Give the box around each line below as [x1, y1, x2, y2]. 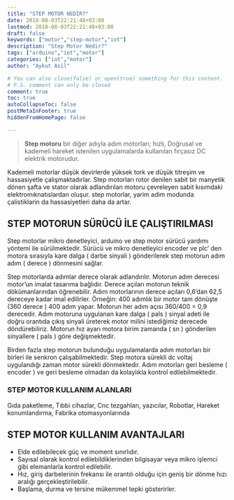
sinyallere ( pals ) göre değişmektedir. [7, 332, 116, 340]
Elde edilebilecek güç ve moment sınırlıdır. [17, 447, 139, 456]
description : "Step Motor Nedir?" [7, 43, 108, 50]
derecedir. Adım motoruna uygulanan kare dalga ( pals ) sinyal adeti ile [7, 310, 210, 318]
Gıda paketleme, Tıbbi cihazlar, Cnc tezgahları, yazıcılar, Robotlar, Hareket [7, 401, 220, 410]
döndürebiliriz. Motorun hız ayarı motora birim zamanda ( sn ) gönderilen [7, 324, 217, 333]
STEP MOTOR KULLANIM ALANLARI [7, 385, 132, 395]
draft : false [7, 29, 45, 37]
